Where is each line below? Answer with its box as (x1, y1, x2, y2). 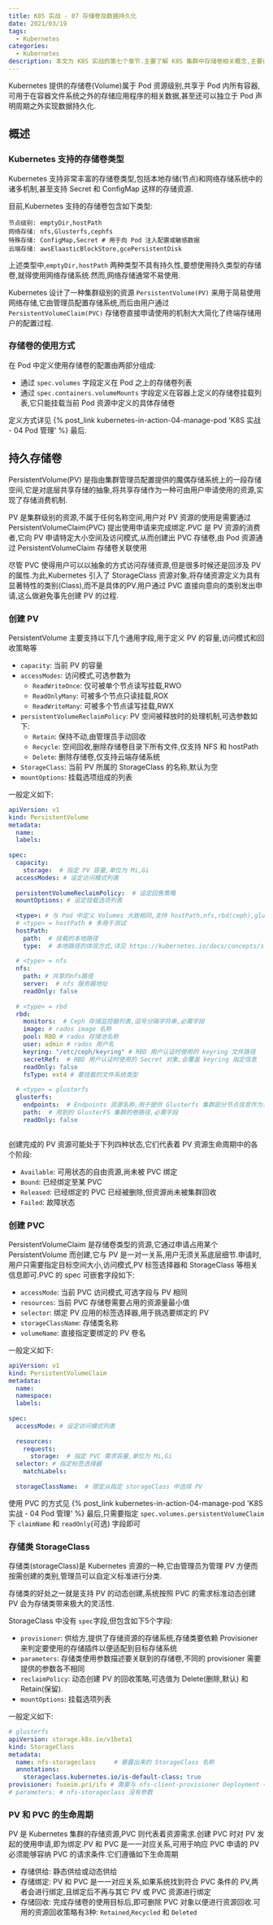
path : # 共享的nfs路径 (23, 972, 93, 980)
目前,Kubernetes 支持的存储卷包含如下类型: (8, 201, 153, 211)
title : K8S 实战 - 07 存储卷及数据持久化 (8, 11, 137, 20)
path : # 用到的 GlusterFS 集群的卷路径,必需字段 (23, 1108, 179, 1116)
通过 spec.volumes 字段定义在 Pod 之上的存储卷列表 (19, 378, 193, 387)
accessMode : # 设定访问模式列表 (15, 1421, 115, 1430)
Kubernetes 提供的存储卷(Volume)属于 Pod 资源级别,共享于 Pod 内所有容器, (8, 81, 260, 90)
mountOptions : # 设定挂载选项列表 (15, 897, 123, 905)
